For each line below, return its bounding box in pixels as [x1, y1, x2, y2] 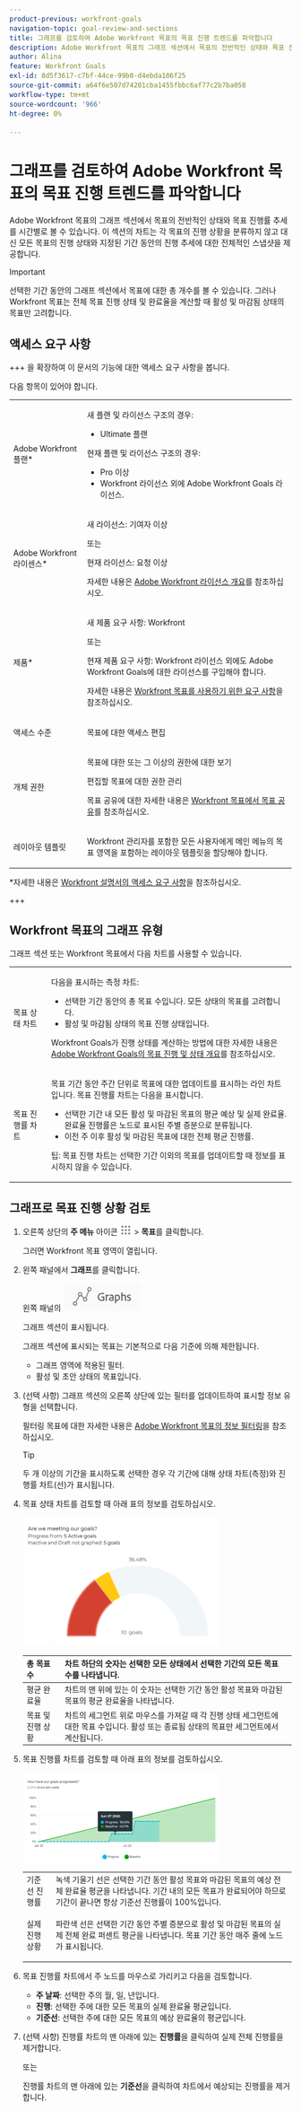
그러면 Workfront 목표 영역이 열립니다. [21, 1245, 159, 1256]
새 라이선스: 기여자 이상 [86, 519, 168, 530]
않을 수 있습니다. [74, 1161, 133, 1172]
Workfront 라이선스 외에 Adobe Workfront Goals [99, 477, 274, 488]
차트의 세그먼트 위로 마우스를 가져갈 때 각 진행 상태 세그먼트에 [64, 1710, 279, 1721]
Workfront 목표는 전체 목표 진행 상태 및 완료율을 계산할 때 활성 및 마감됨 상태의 [9, 296, 285, 307]
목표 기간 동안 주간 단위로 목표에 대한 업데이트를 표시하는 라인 [50, 1078, 266, 1090]
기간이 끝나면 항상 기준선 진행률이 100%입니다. [55, 1896, 222, 1907]
